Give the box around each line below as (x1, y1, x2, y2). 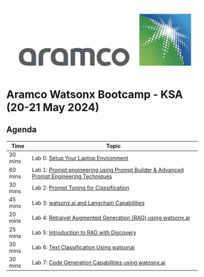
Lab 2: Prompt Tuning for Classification (32, 184, 129, 191)
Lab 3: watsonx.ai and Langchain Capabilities (32, 199, 145, 207)
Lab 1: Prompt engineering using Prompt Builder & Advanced (32, 166, 184, 173)
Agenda (6, 125, 37, 135)
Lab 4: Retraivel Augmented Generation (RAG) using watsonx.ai (32, 214, 190, 221)
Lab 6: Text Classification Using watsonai (32, 244, 135, 251)
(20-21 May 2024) (6, 100, 100, 114)
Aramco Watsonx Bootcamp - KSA (6, 87, 183, 101)
